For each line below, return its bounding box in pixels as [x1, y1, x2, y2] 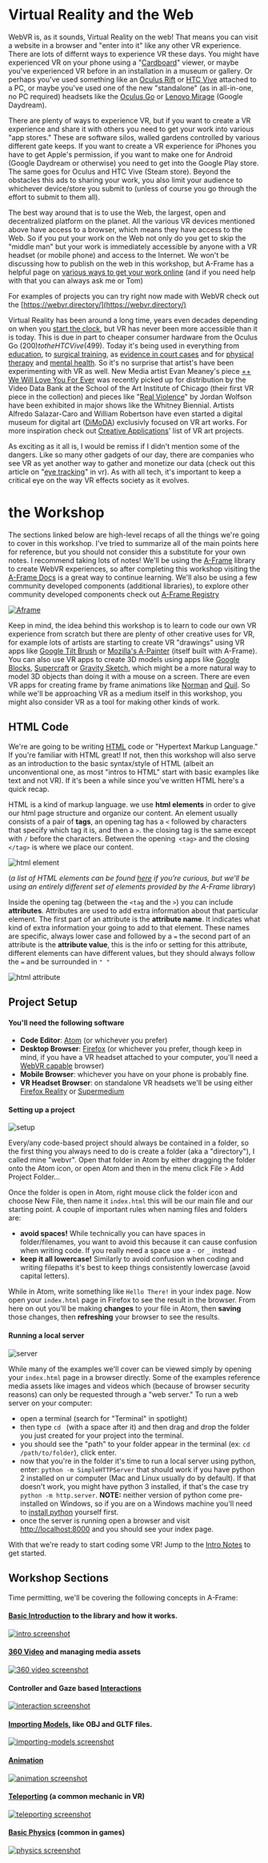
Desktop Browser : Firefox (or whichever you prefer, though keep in [19, 1044, 242, 1054]
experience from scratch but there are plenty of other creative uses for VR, [8, 628, 255, 638]
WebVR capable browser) [19, 1061, 105, 1070]
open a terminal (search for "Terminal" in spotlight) [19, 1413, 188, 1423]
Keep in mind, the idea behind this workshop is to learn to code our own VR [8, 620, 257, 630]
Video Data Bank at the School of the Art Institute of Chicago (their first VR [8, 383, 254, 393]
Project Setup [8, 995, 78, 1010]
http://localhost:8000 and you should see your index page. [19, 1524, 214, 1534]
